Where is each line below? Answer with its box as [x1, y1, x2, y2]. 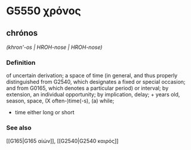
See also [6, 124, 32, 132]
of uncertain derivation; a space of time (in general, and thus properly [6, 72, 178, 79]
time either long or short [14, 109, 75, 116]
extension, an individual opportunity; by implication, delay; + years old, [6, 91, 180, 98]
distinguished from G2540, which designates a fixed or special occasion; [6, 79, 186, 86]
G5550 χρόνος [6, 4, 82, 18]
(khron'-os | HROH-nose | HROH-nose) [6, 43, 103, 51]
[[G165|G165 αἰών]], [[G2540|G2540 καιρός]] [6, 137, 119, 144]
